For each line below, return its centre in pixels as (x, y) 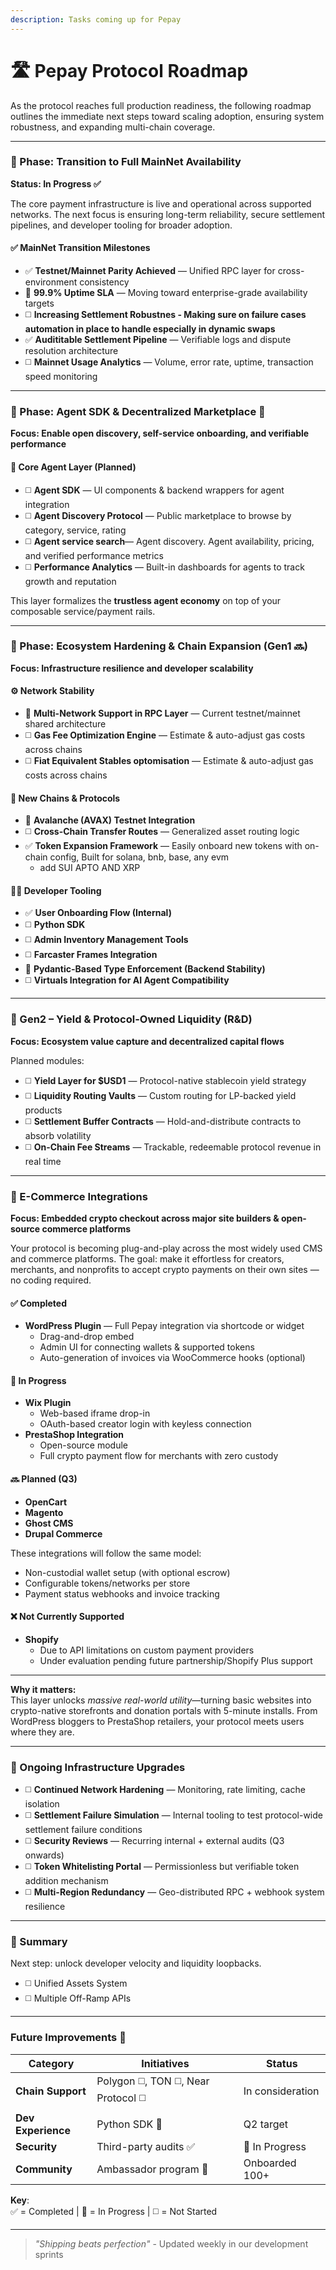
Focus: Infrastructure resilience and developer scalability (132, 668)
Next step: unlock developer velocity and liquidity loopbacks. (136, 1963)
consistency (104, 282)
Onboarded (270, 2163)
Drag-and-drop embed (87, 1337)
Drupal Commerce (63, 1533)
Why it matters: (43, 1689)
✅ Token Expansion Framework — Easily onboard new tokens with (163, 846)
